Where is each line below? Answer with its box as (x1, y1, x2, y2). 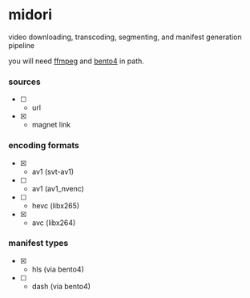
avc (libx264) (31, 218, 76, 228)
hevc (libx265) (31, 200, 80, 210)
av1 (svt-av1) (31, 167, 75, 176)
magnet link (31, 120, 71, 130)
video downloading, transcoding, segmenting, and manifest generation (8, 32, 242, 42)
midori (8, 6, 53, 24)
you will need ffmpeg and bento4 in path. (8, 56, 144, 66)
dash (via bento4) (31, 281, 91, 291)
